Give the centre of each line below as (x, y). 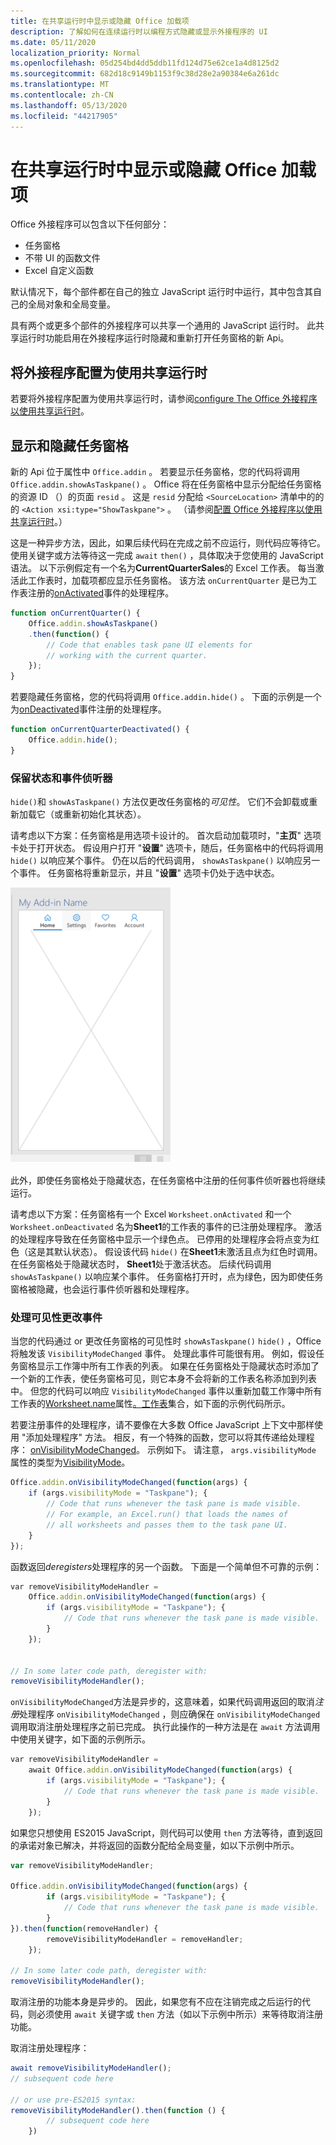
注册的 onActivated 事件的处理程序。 (101, 593)
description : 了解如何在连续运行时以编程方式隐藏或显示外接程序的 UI (139, 31)
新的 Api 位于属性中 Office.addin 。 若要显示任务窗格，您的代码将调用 (155, 472)
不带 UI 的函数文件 (62, 258)
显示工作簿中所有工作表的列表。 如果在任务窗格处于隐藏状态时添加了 (178, 1366)
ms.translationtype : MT (60, 85)
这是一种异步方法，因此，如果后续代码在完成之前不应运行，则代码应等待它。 (168, 543)
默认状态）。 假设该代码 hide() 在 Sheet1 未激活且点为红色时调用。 (188, 1252)
